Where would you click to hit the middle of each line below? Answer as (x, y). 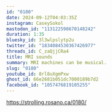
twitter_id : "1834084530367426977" (51, 46)
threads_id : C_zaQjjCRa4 (38, 51)
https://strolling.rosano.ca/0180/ (46, 102)
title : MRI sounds (29, 57)
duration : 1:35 (25, 35)
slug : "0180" (23, 68)
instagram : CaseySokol (35, 23)
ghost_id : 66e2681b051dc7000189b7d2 (52, 79)
